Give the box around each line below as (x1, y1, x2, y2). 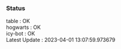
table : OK (6, 18, 31, 25)
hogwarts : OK (6, 24, 41, 31)
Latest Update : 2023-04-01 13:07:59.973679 (6, 37, 116, 44)
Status (6, 4, 25, 12)
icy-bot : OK (6, 30, 35, 37)
